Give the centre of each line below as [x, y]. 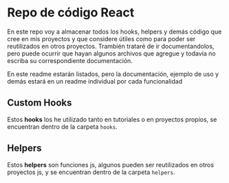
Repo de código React [71, 13]
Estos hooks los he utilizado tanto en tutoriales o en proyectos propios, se [112, 119]
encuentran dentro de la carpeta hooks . [63, 126]
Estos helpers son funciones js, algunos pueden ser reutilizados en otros [111, 164]
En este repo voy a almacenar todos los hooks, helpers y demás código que [115, 32]
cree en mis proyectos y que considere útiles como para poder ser [101, 38]
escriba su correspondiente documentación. [70, 60]
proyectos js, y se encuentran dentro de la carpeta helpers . [91, 172]
